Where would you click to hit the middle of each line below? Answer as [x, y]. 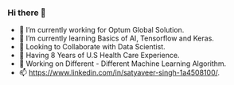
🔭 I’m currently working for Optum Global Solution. [101, 30]
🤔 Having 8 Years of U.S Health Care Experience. [99, 56]
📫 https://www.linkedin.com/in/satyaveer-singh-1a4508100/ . [119, 73]
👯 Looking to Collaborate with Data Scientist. [92, 47]
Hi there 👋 [27, 13]
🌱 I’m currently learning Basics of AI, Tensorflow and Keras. [116, 38]
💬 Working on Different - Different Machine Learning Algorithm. [123, 64]
